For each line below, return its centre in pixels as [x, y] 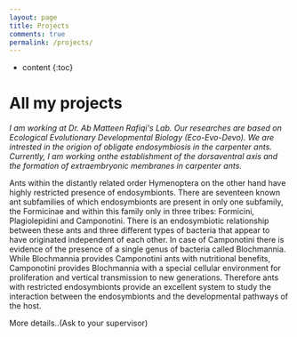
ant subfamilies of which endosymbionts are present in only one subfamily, [146, 202]
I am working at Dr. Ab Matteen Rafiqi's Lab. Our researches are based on [145, 128]
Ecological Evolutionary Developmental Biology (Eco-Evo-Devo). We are [142, 138]
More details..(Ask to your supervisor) [79, 323]
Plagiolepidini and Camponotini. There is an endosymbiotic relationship [139, 221]
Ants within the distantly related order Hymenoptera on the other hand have [148, 183]
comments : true [37, 34]
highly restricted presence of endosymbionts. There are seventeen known [145, 193]
